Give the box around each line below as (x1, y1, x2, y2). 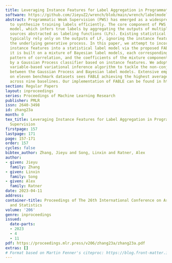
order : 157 (5, 141, 29, 146)
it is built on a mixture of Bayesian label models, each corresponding (10, 50, 168, 55)
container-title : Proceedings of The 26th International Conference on (5, 198, 161, 203)
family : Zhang (10, 164, 40, 169)
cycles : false (5, 145, 36, 151)
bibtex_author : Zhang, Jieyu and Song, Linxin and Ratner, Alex (5, 150, 145, 156)
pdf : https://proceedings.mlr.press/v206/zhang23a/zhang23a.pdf (5, 240, 145, 246)
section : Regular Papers (5, 83, 58, 89)
